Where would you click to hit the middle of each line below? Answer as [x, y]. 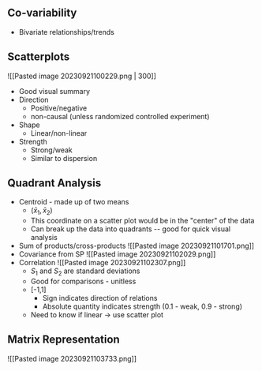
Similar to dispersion [64, 158]
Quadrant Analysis [54, 184]
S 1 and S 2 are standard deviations [85, 272]
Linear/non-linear [59, 133]
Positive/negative [59, 108]
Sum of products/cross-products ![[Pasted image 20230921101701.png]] [136, 246]
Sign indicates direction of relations [100, 298]
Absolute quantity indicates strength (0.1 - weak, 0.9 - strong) [142, 306]
